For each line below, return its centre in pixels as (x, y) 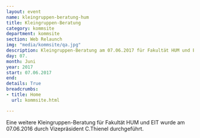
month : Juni (21, 61)
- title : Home (24, 95)
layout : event (24, 12)
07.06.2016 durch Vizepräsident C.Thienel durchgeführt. (75, 128)
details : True (24, 84)
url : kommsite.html (36, 100)
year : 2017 (20, 67)
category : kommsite (30, 28)
